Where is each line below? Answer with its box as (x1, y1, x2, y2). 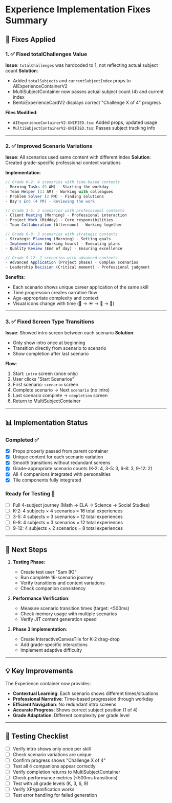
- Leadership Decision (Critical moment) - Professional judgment (5, 265, 150, 270)
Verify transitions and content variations (20, 580, 105, 586)
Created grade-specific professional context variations (5, 159, 121, 166)
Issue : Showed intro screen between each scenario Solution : (5, 330, 135, 336)
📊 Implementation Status (5, 418, 88, 427)
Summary (5, 14, 48, 26)
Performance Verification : (12, 595, 70, 601)
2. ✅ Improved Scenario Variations (5, 142, 93, 150)
